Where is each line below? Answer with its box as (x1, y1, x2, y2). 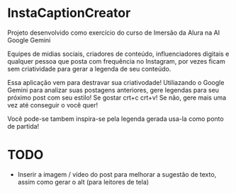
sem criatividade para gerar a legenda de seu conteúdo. (7, 64, 172, 73)
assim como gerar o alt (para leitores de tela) (17, 177, 150, 186)
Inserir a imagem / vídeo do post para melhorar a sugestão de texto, (17, 170, 217, 178)
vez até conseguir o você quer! (7, 100, 99, 109)
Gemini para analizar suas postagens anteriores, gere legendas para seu (7, 86, 220, 94)
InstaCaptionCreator (7, 5, 131, 21)
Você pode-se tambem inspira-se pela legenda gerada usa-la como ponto (7, 115, 225, 123)
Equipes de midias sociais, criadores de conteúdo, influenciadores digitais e (7, 49, 230, 58)
